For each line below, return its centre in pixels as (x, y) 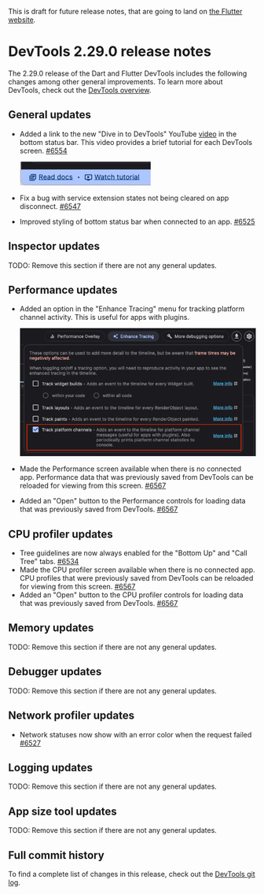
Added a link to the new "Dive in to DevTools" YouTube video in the (128, 134)
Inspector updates (54, 246)
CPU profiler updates (61, 534)
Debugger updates (55, 672)
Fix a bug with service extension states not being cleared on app (124, 198)
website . (22, 20)
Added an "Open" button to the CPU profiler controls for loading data (131, 595)
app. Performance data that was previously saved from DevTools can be (136, 477)
